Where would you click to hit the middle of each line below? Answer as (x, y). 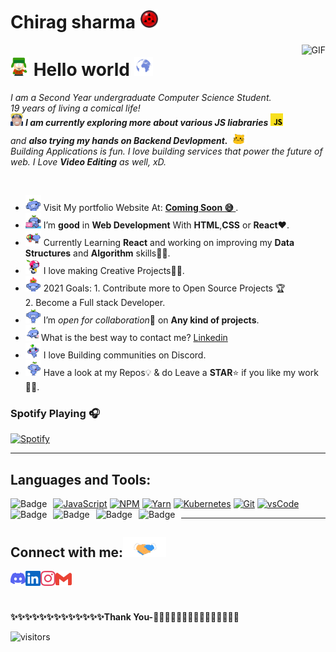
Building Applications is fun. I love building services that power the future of (166, 151)
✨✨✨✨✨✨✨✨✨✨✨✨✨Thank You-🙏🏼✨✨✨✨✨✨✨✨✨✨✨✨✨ (125, 617)
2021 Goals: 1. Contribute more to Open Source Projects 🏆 (164, 288)
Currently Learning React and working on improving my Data (169, 243)
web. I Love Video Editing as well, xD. (88, 162)
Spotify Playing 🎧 (55, 414)
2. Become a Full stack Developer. (95, 303)
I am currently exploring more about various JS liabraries (146, 123)
